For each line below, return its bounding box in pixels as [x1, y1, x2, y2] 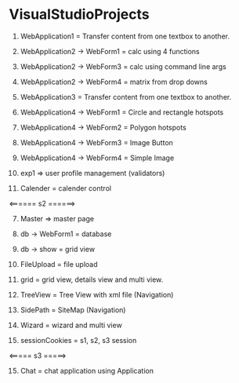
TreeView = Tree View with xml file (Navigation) [20, 290, 174, 299]
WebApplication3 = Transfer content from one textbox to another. [20, 92, 232, 101]
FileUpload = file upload [20, 259, 98, 268]
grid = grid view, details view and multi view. [20, 275, 164, 284]
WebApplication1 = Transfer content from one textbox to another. [20, 31, 230, 41]
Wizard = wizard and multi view [20, 320, 122, 330]
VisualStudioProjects [9, 5, 150, 24]
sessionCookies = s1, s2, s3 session [20, 335, 137, 345]
